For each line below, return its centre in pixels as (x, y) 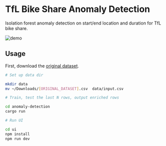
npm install (17, 134)
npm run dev (17, 138)
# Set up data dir (24, 75)
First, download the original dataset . (42, 65)
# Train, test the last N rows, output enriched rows (62, 98)
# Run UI (14, 120)
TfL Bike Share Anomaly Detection (78, 9)
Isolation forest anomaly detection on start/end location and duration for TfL (83, 23)
